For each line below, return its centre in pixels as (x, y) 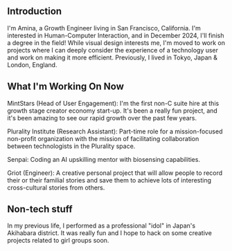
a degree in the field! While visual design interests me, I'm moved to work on (116, 43)
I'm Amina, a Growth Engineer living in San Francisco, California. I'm (104, 28)
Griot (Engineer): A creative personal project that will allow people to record (115, 173)
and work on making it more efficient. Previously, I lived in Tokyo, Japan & (113, 57)
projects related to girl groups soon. (58, 241)
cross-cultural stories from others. (56, 187)
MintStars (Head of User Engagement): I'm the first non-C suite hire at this (113, 103)
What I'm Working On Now (66, 87)
